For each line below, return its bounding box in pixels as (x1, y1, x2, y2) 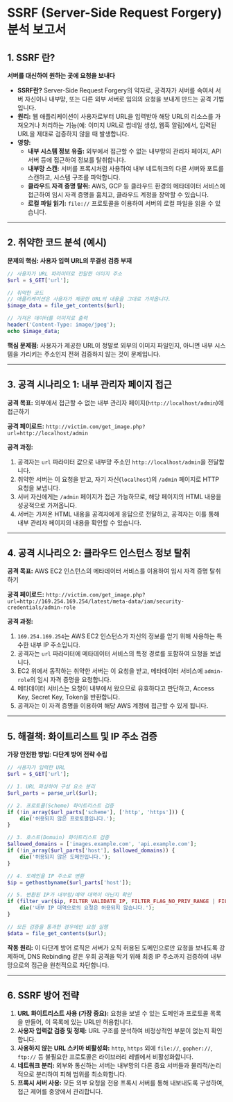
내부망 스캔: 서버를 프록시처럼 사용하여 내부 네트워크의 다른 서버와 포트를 (27, 165, 224, 172)
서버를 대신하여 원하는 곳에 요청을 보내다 (7, 72, 116, 79)
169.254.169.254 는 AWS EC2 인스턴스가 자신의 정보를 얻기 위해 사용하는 (17, 632, 216, 640)
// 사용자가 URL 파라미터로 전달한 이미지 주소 (7, 270, 123, 277)
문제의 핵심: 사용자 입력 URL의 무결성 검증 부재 (7, 256, 132, 265)
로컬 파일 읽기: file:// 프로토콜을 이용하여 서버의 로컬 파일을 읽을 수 (27, 200, 214, 207)
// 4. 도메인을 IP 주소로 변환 (7, 873, 85, 880)
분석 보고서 (7, 22, 67, 38)
